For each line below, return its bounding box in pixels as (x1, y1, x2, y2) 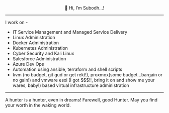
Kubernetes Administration (12, 45, 68, 51)
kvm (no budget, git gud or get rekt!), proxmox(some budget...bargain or (12, 72, 163, 77)
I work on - (5, 20, 28, 25)
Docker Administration (12, 40, 59, 46)
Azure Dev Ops (12, 61, 44, 67)
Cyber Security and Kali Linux (12, 50, 74, 56)
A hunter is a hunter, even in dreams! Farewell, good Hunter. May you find (5, 97, 157, 102)
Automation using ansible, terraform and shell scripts (12, 66, 122, 72)
